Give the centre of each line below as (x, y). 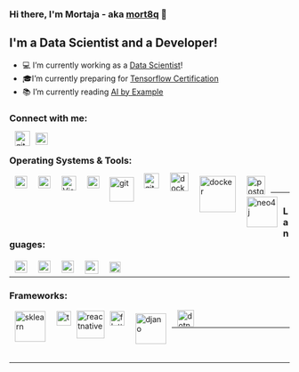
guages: (28, 245)
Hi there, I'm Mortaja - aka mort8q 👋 (88, 14)
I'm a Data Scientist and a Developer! (113, 43)
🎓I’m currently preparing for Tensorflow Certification (121, 78)
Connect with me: (48, 117)
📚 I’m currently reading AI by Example (93, 92)
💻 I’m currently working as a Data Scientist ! (102, 65)
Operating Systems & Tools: (71, 160)
